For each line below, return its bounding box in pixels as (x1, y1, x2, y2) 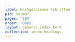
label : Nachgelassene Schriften (5, 7, 70, 12)
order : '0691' (5, 20, 34, 26)
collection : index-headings (5, 29, 62, 34)
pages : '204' (5, 16, 31, 21)
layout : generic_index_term (5, 25, 62, 30)
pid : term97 (5, 12, 29, 16)
